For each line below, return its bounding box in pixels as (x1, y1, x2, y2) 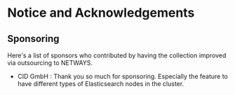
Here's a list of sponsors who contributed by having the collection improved (7, 51, 227, 59)
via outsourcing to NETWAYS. (7, 59, 93, 67)
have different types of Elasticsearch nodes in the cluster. (17, 80, 184, 88)
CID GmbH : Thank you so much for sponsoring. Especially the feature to (17, 72, 228, 80)
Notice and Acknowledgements (7, 5, 195, 21)
